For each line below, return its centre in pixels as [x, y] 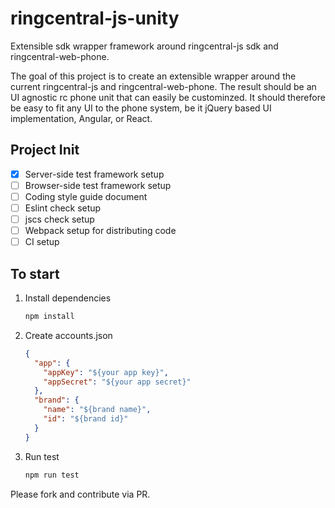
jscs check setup [59, 219]
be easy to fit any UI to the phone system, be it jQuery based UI [141, 108]
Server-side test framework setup [94, 174]
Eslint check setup [63, 208]
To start [35, 273]
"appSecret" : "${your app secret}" [117, 382]
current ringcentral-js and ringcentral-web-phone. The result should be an [163, 86]
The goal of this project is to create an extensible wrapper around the [153, 76]
